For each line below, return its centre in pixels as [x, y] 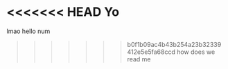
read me [139, 59]
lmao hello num [28, 31]
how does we [196, 52]
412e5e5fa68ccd [151, 52]
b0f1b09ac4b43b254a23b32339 [174, 44]
